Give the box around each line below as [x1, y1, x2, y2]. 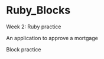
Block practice [6, 45, 41, 53]
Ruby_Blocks [6, 4, 71, 17]
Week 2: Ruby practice [6, 23, 61, 30]
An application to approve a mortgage [6, 34, 99, 41]
